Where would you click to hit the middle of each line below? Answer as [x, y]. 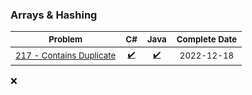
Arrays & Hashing [54, 15]
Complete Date [207, 39]
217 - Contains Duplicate [66, 56]
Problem [65, 39]
